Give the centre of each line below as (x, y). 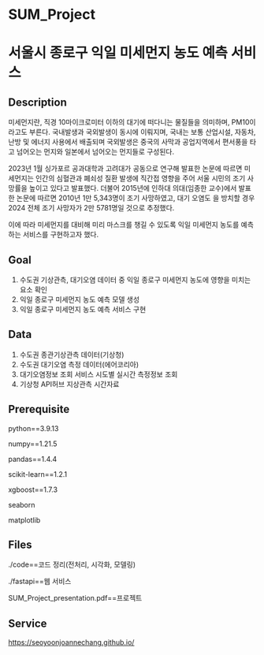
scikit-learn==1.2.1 (38, 474)
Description (37, 102)
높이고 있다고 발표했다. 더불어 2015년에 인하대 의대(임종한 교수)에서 (133, 188)
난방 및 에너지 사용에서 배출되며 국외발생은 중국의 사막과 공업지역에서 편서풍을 (128, 142)
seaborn (22, 504)
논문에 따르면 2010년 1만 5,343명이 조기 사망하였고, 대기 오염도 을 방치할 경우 (136, 198)
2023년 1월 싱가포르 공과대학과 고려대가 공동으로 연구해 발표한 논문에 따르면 (125, 169)
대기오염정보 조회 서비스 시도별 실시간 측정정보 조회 (99, 374)
